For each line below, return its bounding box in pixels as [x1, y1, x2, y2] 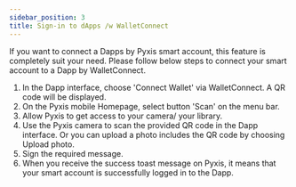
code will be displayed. [21, 91, 107, 102]
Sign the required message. [21, 148, 124, 159]
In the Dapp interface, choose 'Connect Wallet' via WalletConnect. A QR [21, 82, 286, 93]
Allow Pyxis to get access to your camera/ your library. [21, 110, 223, 121]
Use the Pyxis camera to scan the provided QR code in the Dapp [21, 119, 259, 130]
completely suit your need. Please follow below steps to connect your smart [9, 55, 287, 66]
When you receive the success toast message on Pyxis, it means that [21, 158, 276, 168]
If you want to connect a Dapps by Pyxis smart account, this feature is [9, 45, 267, 56]
